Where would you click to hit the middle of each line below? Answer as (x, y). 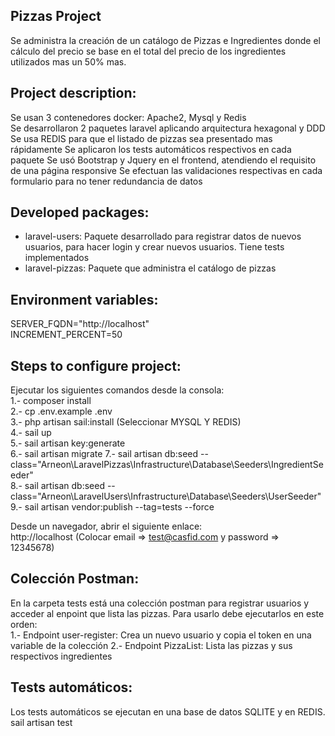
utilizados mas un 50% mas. (68, 61)
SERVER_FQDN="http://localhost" (80, 324)
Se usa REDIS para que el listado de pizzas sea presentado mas (141, 138)
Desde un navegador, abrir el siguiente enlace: (106, 526)
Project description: (73, 93)
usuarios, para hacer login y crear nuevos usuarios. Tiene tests (154, 247)
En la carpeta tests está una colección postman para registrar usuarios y (160, 603)
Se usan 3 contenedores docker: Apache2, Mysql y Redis (128, 117)
